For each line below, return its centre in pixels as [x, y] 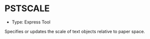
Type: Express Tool [31, 22]
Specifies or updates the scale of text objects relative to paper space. [75, 31]
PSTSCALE [27, 9]
